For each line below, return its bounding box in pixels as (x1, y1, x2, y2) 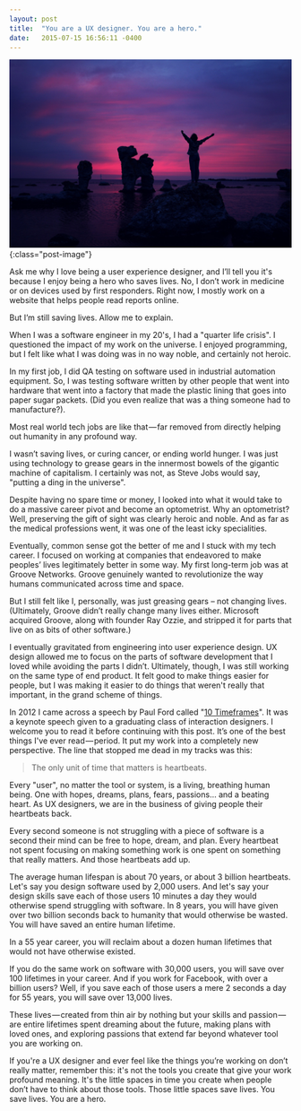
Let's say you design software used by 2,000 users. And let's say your (9, 881, 270, 892)
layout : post (9, 14, 58, 23)
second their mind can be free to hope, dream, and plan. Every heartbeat (9, 835, 279, 846)
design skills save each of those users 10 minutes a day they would (9, 890, 257, 901)
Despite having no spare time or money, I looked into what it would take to (9, 494, 282, 506)
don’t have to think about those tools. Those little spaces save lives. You (9, 1084, 276, 1095)
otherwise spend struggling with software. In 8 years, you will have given (9, 900, 279, 911)
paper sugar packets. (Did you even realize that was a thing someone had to (9, 395, 291, 405)
